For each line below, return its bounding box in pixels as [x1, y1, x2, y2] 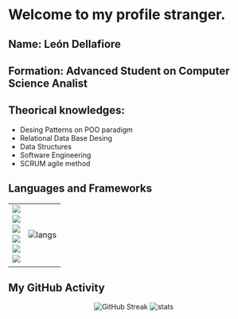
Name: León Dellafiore [8, 37, 122, 51]
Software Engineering [19, 150, 92, 160]
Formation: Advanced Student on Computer [8, 64, 230, 77]
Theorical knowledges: [8, 103, 125, 117]
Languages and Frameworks [8, 181, 153, 196]
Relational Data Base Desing [19, 133, 113, 142]
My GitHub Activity [8, 281, 105, 294]
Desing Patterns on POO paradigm [19, 125, 134, 134]
